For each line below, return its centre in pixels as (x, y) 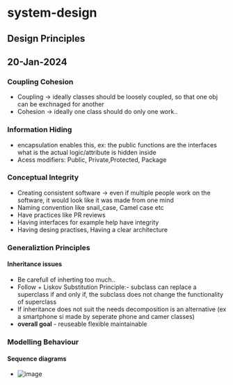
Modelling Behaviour (43, 342)
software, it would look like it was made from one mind (95, 200)
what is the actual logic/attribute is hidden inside (87, 152)
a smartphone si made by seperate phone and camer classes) (106, 316)
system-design (52, 13)
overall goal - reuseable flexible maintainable (82, 324)
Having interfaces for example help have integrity (88, 222)
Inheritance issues (35, 264)
